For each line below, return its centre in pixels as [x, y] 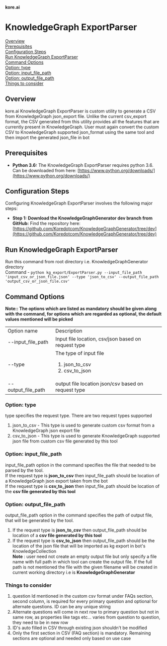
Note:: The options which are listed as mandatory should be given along [81, 309]
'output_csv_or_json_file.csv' [38, 281]
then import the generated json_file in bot [47, 137]
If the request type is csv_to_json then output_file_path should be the [83, 540]
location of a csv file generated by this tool [57, 535]
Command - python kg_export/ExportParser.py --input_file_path [74, 272]
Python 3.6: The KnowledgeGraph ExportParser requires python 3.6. [83, 165]
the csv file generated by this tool [41, 491]
